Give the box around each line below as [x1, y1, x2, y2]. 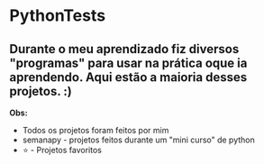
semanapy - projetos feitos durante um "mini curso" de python [22, 134, 255, 145]
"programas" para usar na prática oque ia [9, 55, 248, 70]
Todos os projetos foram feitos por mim [22, 125, 169, 135]
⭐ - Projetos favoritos [22, 145, 102, 155]
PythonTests [9, 5, 106, 26]
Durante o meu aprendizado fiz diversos [9, 41, 240, 57]
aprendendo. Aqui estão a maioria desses [9, 69, 248, 85]
